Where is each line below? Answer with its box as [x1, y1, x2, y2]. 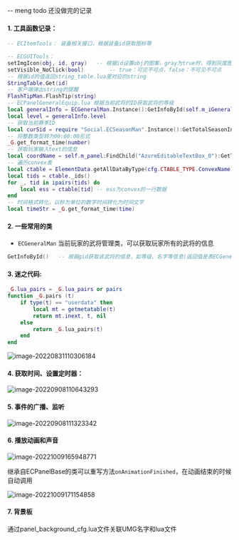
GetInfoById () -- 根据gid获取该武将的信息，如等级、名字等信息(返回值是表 [7, 253, 213, 260]
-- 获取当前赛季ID [7, 119, 55, 126]
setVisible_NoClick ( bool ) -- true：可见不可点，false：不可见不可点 [7, 66, 222, 73]
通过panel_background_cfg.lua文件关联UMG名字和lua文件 [7, 525, 177, 534]
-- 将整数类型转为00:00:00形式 [7, 133, 90, 140]
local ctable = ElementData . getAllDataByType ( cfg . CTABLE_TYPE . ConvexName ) [7, 165, 234, 173]
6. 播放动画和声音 [7, 436, 59, 444]
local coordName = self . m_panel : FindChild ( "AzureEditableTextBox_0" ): [7, 153, 221, 160]
